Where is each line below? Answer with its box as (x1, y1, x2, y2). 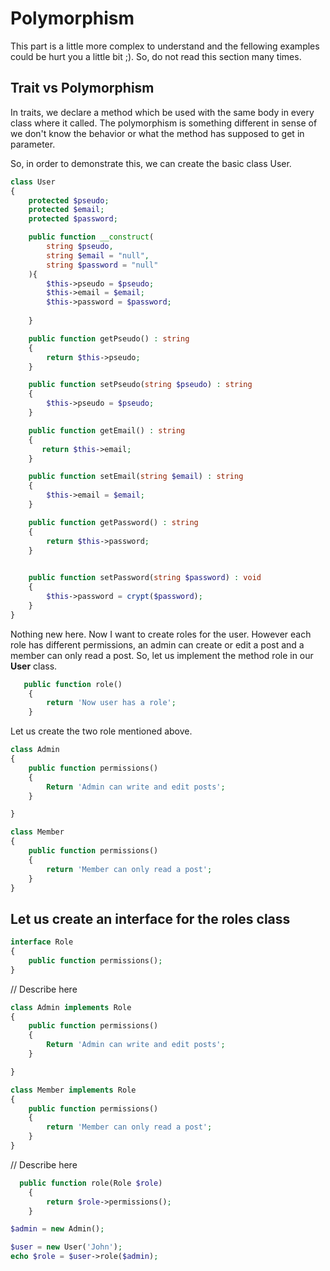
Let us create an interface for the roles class (10, 910, 291, 927)
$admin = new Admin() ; (10, 1224, 105, 1234)
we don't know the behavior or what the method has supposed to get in (10, 127, 305, 139)
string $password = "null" (46, 260, 159, 270)
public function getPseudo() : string (28, 333, 190, 344)
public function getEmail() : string (28, 425, 186, 436)
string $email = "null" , (46, 250, 150, 261)
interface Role (10, 937, 74, 947)
